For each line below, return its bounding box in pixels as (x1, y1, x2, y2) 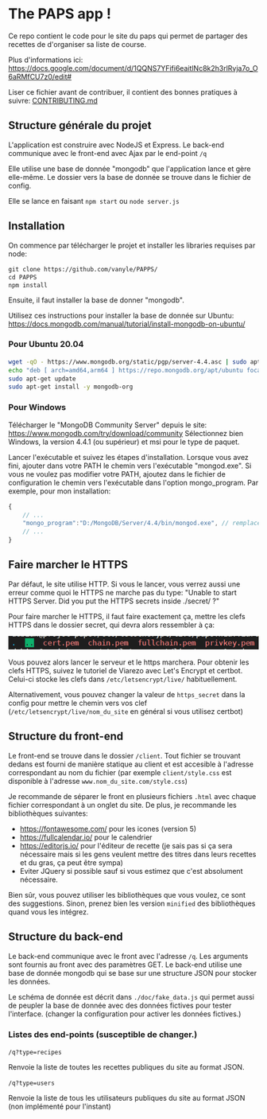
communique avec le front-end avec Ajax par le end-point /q (8, 148, 207, 158)
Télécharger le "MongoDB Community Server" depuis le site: (8, 419, 207, 430)
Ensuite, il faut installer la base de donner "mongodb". (8, 295, 184, 305)
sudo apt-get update (8, 375, 77, 383)
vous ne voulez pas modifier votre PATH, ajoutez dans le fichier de (8, 469, 226, 478)
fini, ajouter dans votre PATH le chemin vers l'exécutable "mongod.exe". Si (8, 461, 252, 470)
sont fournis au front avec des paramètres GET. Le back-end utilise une (8, 960, 242, 969)
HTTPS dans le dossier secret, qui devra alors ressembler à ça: (8, 620, 215, 630)
